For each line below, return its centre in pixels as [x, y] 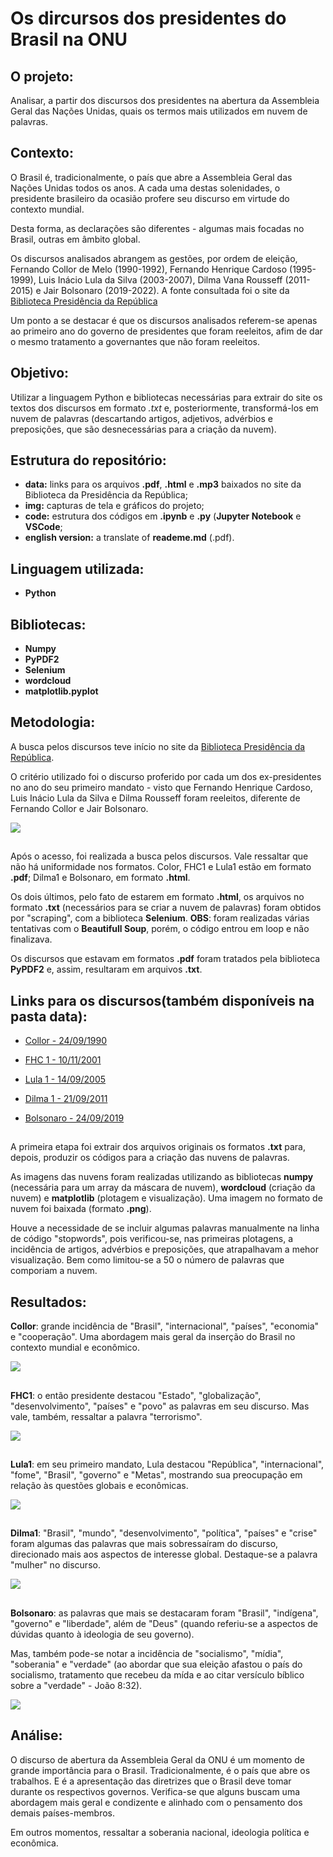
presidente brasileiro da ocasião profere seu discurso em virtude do [150, 198]
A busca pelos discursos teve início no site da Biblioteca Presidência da [158, 746]
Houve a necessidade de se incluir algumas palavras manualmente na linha [165, 1228]
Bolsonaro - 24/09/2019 [74, 1118]
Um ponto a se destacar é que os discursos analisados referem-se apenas [164, 320]
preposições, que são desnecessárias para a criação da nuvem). [143, 429]
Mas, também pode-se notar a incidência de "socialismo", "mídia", [147, 1653]
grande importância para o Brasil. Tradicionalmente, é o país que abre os [160, 1770]
